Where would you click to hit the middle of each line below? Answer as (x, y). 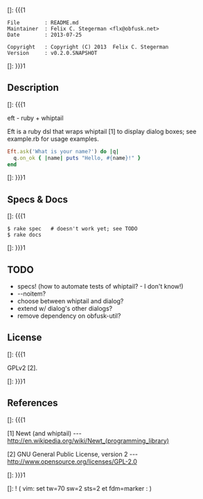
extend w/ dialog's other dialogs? (65, 309)
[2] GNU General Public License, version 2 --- (73, 454)
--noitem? (32, 294)
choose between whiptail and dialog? (70, 301)
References (33, 403)
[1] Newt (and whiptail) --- (44, 433)
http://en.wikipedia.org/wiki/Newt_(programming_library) (88, 441)
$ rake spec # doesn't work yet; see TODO (72, 229)
